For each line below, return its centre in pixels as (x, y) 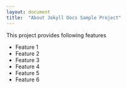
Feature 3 (27, 60)
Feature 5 (27, 73)
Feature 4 (27, 66)
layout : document (28, 12)
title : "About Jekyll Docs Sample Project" (64, 18)
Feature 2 (27, 53)
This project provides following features (56, 35)
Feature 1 (27, 47)
